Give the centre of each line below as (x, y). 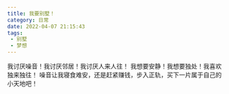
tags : (15, 33)
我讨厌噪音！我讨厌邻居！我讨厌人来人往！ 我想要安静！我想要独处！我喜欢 (114, 66)
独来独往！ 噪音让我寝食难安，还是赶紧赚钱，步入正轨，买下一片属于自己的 (114, 75)
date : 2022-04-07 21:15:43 (46, 26)
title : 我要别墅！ (31, 13)
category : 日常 (28, 20)
